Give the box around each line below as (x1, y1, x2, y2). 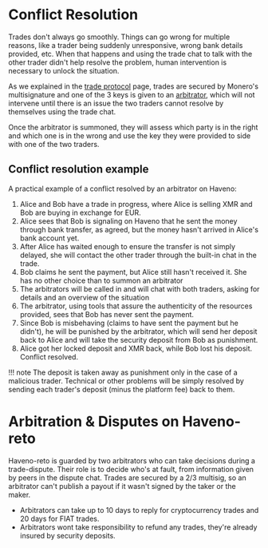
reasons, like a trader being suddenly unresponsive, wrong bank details (8, 40, 243, 50)
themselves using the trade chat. (8, 106, 116, 117)
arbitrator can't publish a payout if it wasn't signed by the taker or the (8, 481, 237, 490)
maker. (8, 490, 31, 499)
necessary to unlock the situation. (8, 66, 120, 75)
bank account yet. (19, 233, 80, 243)
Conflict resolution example (8, 162, 149, 177)
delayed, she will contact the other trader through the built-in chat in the (19, 250, 257, 260)
